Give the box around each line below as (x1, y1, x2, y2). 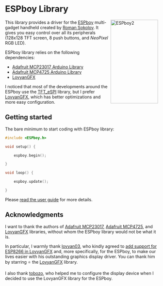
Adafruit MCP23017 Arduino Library (12, 64, 83, 70)
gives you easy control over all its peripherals (5, 30, 96, 35)
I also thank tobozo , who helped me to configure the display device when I (5, 270, 154, 276)
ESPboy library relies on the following (5, 49, 80, 55)
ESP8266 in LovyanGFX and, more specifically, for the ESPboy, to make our (5, 248, 156, 254)
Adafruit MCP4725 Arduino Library (12, 69, 82, 75)
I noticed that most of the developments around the (5, 83, 108, 89)
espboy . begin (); (14, 153, 47, 158)
